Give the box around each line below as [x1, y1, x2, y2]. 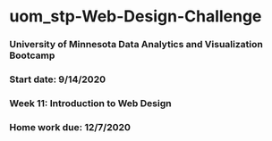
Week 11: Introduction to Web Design [9, 96, 172, 109]
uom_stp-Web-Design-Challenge [9, 6, 262, 27]
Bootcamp [9, 49, 55, 62]
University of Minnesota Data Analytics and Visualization [9, 38, 264, 51]
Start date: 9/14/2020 [9, 73, 106, 86]
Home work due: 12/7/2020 [9, 120, 132, 133]
